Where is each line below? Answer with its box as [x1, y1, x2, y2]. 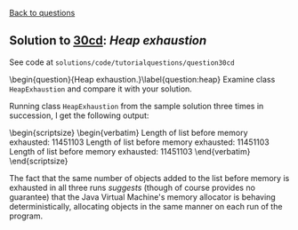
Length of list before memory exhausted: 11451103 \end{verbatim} [9, 146, 251, 156]
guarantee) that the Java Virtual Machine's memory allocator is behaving [9, 191, 276, 202]
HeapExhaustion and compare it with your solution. [9, 83, 193, 94]
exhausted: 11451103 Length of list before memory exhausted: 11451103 [9, 137, 270, 147]
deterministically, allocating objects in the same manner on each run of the [9, 201, 283, 211]
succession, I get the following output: [9, 110, 149, 121]
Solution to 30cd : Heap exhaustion [9, 33, 207, 48]
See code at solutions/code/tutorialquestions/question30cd [9, 57, 235, 67]
